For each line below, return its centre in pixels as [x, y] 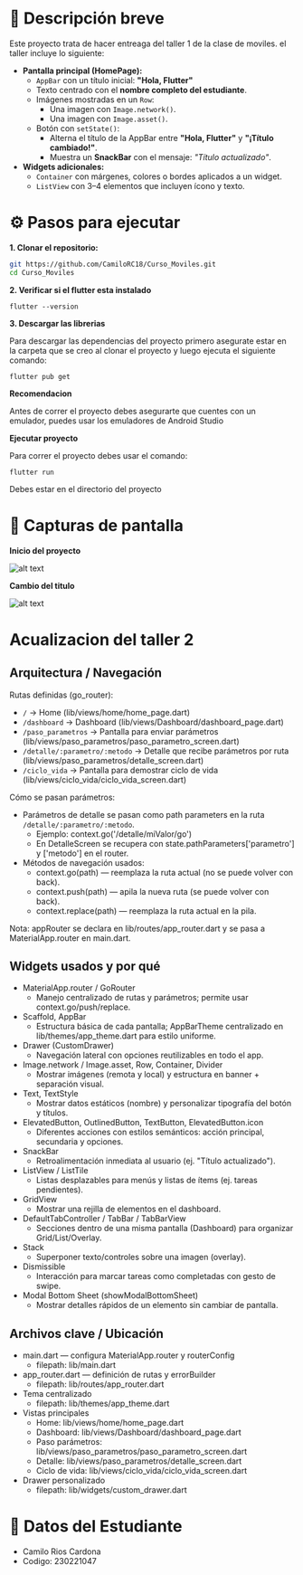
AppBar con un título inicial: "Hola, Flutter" [114, 80]
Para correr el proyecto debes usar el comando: [99, 455]
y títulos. [52, 1113]
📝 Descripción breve [87, 19]
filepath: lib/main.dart [76, 1365]
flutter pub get [40, 376]
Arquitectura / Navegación [86, 673]
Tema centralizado [57, 1394]
